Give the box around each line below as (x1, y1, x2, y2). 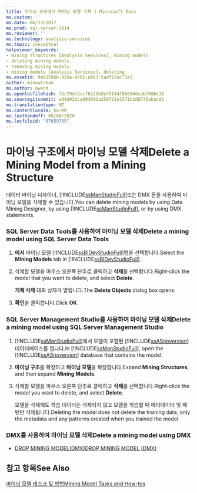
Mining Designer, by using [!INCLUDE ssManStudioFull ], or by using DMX (6, 205, 182, 212)
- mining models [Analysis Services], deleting (6, 69, 125, 75)
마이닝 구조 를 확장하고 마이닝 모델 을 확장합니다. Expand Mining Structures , (14, 363, 189, 370)
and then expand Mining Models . (14, 370, 96, 377)
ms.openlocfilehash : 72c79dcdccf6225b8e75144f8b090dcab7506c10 (6, 91, 165, 97)
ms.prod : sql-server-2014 (6, 25, 69, 31)
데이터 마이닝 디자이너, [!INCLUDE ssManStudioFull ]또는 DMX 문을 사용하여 (6, 191, 182, 198)
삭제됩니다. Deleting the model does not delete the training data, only (25, 408, 191, 416)
